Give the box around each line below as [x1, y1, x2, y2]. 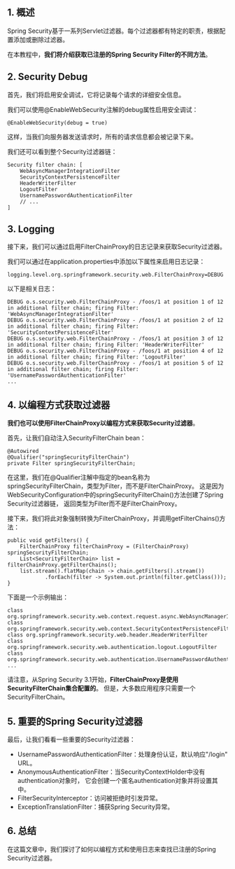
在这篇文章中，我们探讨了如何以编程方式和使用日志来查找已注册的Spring [7, 844, 217, 853]
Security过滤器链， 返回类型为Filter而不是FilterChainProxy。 [7, 499, 181, 508]
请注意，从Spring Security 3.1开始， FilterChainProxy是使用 [7, 675, 178, 684]
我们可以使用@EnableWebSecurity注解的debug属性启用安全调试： [7, 105, 199, 113]
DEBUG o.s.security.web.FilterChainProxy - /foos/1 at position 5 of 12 [7, 360, 224, 367]
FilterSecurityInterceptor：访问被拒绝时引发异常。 [17, 794, 162, 802]
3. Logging [7, 223, 55, 235]
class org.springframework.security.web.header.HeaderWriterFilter [7, 632, 208, 639]
